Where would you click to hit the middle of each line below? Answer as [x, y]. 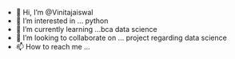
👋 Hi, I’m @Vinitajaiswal [54, 12]
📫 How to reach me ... [53, 47]
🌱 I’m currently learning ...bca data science [86, 29]
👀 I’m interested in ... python [62, 21]
